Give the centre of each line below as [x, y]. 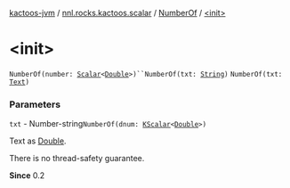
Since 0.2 [27, 176]
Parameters [35, 104]
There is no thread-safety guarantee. [77, 159]
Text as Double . [38, 141]
